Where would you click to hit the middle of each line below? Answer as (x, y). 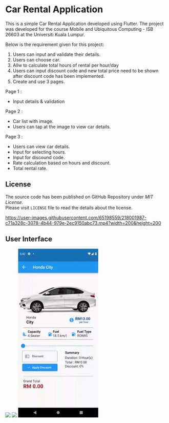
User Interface (29, 239)
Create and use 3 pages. (39, 81)
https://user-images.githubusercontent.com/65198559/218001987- (76, 217)
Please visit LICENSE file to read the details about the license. (69, 207)
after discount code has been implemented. (59, 76)
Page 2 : (14, 111)
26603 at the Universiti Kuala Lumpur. (45, 34)
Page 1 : (14, 91)
